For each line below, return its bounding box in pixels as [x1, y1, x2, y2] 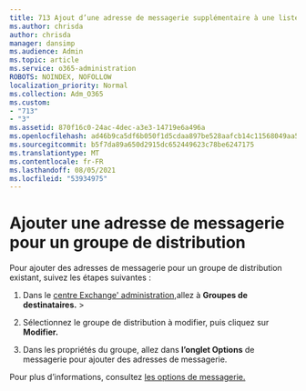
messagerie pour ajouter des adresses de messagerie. [22, 354, 228, 365]
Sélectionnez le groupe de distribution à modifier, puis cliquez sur [22, 317, 270, 328]
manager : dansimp [9, 38, 76, 48]
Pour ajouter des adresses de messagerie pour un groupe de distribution [9, 263, 282, 274]
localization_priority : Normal [9, 81, 128, 90]
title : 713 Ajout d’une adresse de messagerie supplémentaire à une [9, 13, 275, 23]
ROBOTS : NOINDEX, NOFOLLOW [9, 73, 112, 82]
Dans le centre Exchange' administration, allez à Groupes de [22, 290, 249, 301]
